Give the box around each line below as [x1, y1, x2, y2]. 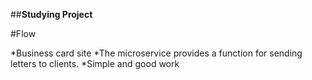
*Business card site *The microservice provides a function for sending [10, 47, 303, 59]
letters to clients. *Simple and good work [10, 58, 180, 69]
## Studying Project [10, 9, 93, 20]
